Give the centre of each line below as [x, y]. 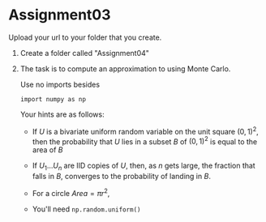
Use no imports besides [60, 84]
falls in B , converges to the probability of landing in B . [121, 177]
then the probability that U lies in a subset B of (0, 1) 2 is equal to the [145, 141]
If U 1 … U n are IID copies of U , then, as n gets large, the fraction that [144, 166]
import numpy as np [53, 99]
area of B [47, 150]
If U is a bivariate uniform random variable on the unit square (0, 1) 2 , [146, 130]
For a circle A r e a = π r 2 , [71, 192]
